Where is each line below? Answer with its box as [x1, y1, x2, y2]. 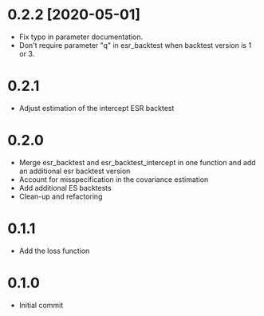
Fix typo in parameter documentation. [18, 32, 144, 41]
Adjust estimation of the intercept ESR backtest [18, 103, 175, 113]
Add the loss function [18, 246, 90, 255]
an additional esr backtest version [18, 166, 131, 176]
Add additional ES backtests [18, 183, 112, 192]
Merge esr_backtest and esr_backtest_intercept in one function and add [18, 157, 256, 167]
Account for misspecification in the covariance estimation [18, 174, 209, 184]
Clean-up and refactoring [18, 192, 103, 201]
